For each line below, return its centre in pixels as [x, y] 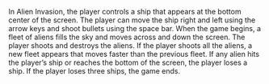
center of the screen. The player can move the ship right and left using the [132, 20]
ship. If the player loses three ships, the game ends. [95, 71]
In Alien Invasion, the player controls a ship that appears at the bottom [125, 12]
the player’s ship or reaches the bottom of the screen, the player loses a [128, 62]
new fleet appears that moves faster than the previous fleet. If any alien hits [134, 54]
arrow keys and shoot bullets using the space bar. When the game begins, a [134, 28]
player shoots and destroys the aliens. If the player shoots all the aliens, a [130, 46]
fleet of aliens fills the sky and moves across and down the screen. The [127, 37]
